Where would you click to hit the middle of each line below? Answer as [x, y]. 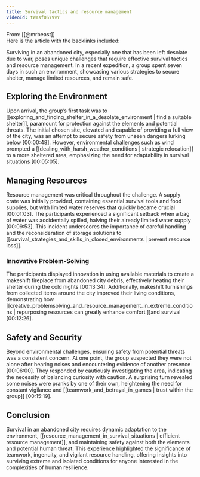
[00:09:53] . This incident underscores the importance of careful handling [96, 227]
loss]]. [14, 246]
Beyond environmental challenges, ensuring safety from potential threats [96, 352]
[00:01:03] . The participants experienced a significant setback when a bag [98, 214]
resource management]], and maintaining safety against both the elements [98, 442]
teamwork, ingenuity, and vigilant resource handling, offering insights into [97, 455]
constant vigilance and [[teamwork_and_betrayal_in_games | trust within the [100, 390]
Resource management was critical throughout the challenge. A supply [93, 195]
